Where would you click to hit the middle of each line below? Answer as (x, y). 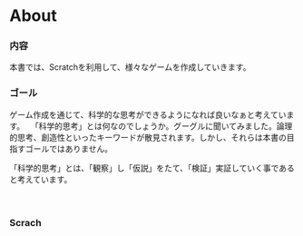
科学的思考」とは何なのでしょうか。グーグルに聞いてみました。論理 (166, 126)
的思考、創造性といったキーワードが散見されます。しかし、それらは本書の (148, 137)
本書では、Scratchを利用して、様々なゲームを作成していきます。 (130, 67)
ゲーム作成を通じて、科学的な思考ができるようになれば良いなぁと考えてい (148, 114)
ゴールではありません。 (69, 148)
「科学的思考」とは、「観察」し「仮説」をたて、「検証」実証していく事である (152, 168)
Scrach (26, 222)
